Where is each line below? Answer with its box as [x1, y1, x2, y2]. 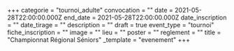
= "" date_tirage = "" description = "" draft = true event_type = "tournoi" [7, 21, 214, 29]
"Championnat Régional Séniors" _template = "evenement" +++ [7, 36, 191, 44]
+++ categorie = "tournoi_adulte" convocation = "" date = [7, 6, 173, 14]
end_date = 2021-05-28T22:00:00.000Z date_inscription [64, 13, 227, 22]
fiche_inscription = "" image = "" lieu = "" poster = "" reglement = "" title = [7, 28, 221, 36]
